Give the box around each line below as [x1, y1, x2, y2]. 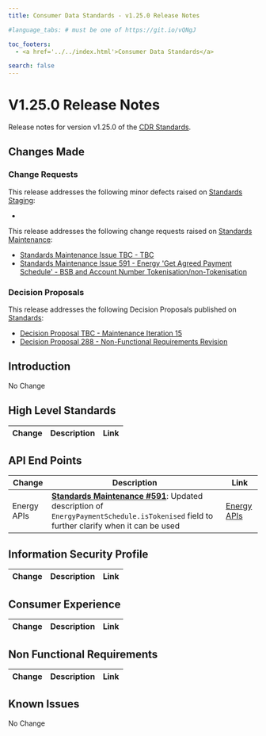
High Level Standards [8, 404, 116, 417]
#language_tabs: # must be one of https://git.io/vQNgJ [8, 25, 196, 34]
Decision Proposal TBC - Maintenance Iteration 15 [19, 328, 183, 338]
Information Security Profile [8, 547, 149, 561]
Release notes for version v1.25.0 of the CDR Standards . [8, 122, 192, 132]
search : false [8, 62, 55, 70]
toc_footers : [8, 40, 51, 48]
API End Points [8, 454, 82, 468]
